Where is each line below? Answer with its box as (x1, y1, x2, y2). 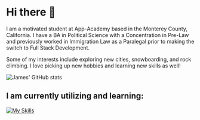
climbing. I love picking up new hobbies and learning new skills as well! (6, 62, 181, 69)
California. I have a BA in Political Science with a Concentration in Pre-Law (6, 31, 189, 38)
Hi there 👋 (6, 5, 56, 19)
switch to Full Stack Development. (6, 44, 90, 51)
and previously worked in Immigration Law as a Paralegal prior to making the (6, 38, 195, 45)
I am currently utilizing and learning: (6, 91, 144, 101)
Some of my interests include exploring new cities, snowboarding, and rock (6, 56, 192, 63)
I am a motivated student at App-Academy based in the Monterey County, (6, 25, 188, 32)
